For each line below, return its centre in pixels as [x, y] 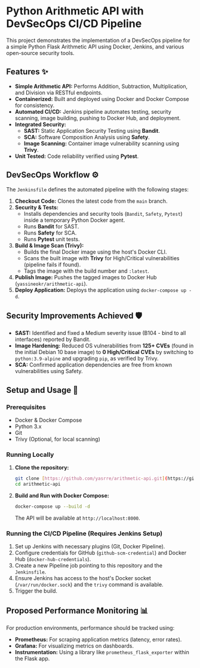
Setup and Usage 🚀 [42, 390]
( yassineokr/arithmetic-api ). [51, 283]
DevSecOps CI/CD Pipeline [74, 24]
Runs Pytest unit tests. [52, 239]
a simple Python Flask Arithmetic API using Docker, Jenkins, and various [95, 47]
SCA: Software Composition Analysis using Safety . [87, 137]
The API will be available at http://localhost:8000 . [77, 518]
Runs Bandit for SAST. [51, 226]
